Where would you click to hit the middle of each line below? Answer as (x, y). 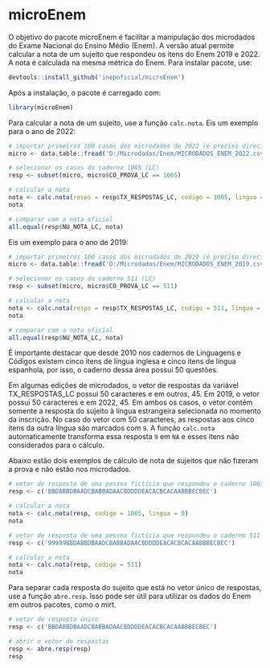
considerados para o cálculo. (57, 445)
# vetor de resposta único (53, 620)
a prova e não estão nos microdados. (70, 469)
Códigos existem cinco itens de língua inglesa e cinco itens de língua (123, 361)
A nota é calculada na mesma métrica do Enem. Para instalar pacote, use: (131, 63)
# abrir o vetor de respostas (59, 641)
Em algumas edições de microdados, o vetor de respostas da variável (123, 385)
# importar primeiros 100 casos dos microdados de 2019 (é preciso (124, 257)
